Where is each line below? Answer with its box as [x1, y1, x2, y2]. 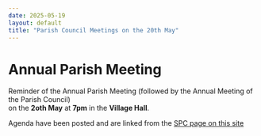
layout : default [8, 19, 62, 27]
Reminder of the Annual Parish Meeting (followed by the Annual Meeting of [8, 86, 254, 96]
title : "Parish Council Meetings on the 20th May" [8, 26, 179, 34]
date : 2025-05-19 [8, 11, 66, 20]
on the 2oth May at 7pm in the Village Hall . [8, 104, 150, 113]
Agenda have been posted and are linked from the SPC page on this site [8, 119, 244, 128]
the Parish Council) [8, 95, 71, 104]
